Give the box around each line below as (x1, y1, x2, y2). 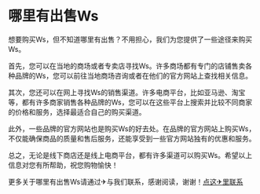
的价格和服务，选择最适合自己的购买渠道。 (8, 107, 146, 116)
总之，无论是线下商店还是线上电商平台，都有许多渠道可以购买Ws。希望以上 (8, 150, 253, 159)
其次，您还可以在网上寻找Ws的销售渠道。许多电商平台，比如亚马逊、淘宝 (8, 87, 246, 97)
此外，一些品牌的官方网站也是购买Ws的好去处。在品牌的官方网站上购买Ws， (8, 123, 256, 134)
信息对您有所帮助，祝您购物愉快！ (8, 160, 119, 170)
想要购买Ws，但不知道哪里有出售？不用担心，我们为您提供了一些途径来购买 (8, 35, 253, 44)
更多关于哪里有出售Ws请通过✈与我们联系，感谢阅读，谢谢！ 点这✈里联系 (8, 177, 244, 186)
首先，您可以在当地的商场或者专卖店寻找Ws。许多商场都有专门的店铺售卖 (8, 60, 246, 71)
